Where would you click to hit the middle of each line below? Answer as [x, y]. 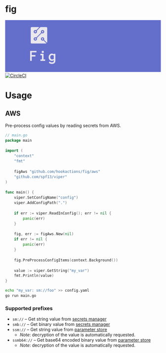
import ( [14, 151]
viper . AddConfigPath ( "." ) [41, 203]
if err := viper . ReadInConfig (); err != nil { [63, 213]
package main [19, 140]
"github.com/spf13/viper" [41, 177]
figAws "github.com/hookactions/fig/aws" [57, 171]
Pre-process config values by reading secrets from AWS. [63, 125]
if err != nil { [31, 239]
